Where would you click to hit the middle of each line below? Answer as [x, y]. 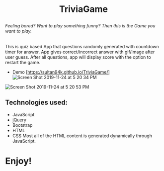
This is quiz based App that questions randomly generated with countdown [82, 46]
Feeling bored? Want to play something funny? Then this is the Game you [80, 26]
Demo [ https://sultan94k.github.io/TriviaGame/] [61, 72]
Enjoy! [19, 161]
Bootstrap [22, 125]
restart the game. [23, 62]
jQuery [19, 120]
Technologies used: [37, 103]
